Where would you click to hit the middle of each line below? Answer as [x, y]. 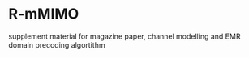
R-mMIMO [44, 14]
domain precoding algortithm [57, 44]
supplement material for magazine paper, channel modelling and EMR [124, 36]
